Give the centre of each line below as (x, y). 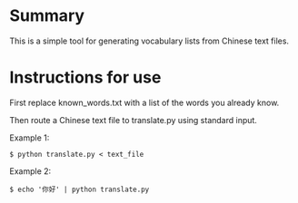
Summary (47, 16)
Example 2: (30, 171)
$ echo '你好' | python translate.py (79, 189)
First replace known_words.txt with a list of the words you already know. (144, 102)
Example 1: (30, 138)
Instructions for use (85, 77)
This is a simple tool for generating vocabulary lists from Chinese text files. (149, 41)
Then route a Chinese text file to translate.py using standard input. (133, 120)
